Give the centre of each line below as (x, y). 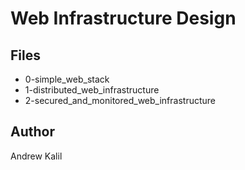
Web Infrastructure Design (123, 18)
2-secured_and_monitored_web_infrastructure (120, 100)
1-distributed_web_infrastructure (92, 90)
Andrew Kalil (36, 156)
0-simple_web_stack (67, 79)
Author (32, 132)
